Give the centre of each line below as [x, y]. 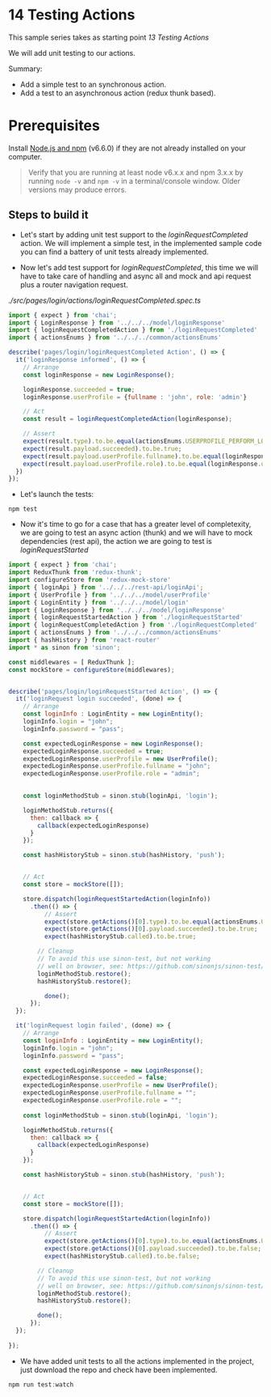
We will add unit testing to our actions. [72, 53]
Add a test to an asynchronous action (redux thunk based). [118, 93]
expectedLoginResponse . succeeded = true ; [93, 751]
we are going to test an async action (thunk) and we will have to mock [136, 533]
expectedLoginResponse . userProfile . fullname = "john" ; [117, 766]
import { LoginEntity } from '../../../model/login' [99, 602]
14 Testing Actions [72, 15]
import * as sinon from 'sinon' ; [65, 648]
